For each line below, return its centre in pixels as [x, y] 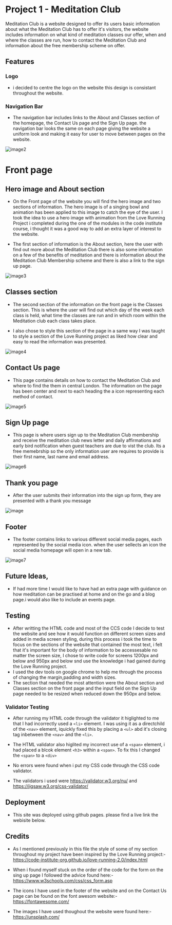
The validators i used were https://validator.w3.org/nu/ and [75, 781]
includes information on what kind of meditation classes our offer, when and [86, 34]
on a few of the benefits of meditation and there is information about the [89, 255]
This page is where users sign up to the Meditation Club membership [86, 435]
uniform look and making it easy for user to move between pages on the [89, 134]
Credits [17, 836]
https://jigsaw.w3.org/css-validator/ [51, 786]
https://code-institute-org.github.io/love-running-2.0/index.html [80, 860]
